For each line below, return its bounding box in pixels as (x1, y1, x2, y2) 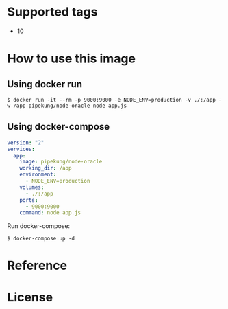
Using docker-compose (7, 121, 110, 133)
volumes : (19, 183, 45, 191)
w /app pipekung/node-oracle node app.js (7, 102, 127, 109)
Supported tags (7, 4, 98, 20)
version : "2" (7, 139, 45, 146)
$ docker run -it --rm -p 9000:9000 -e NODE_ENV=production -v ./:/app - (7, 96, 223, 103)
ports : (19, 196, 38, 203)
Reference (7, 258, 67, 273)
